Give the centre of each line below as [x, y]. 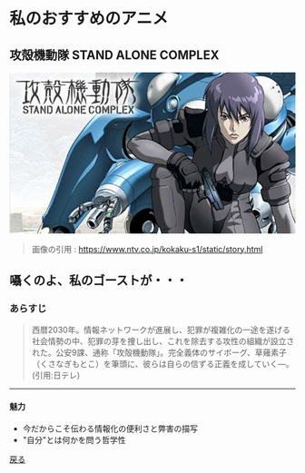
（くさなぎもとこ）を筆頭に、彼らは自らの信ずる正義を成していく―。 [162, 364]
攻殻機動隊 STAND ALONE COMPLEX [114, 55]
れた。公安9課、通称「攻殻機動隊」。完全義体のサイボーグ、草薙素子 [159, 353]
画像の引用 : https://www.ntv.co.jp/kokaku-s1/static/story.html [147, 249]
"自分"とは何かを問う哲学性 [74, 439]
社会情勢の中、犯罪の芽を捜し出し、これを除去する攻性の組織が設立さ [163, 341]
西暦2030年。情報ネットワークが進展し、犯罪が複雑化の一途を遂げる [161, 330]
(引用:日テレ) [56, 375]
